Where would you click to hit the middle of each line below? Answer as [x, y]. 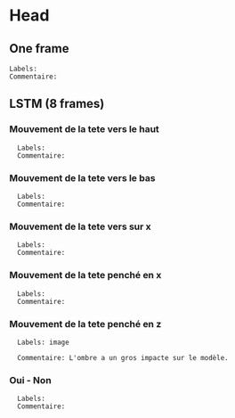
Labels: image [43, 342]
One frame [39, 49]
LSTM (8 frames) [57, 104]
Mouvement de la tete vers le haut [85, 129]
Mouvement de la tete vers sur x [80, 226]
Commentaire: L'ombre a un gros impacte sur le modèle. [123, 357]
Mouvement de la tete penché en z [85, 324]
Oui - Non [30, 380]
